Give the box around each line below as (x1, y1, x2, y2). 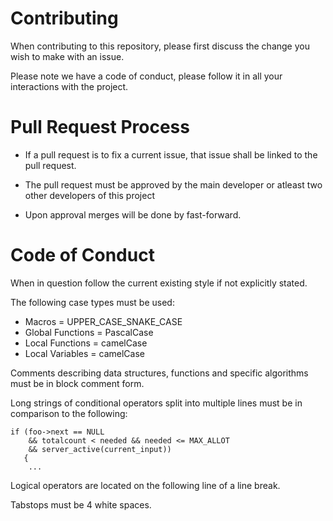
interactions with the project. (10, 80, 129, 92)
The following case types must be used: (10, 296, 175, 308)
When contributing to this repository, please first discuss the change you (10, 40, 310, 52)
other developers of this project (24, 189, 155, 201)
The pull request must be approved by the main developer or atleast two (24, 178, 323, 191)
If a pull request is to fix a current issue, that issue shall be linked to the (24, 148, 318, 161)
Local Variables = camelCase (24, 347, 146, 359)
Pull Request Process (10, 116, 190, 139)
